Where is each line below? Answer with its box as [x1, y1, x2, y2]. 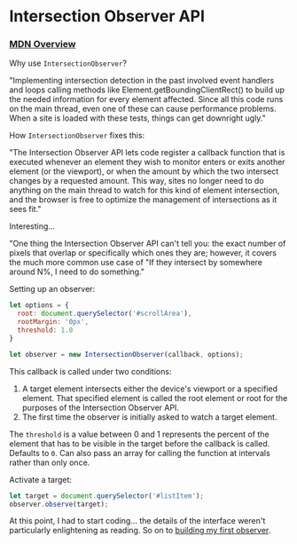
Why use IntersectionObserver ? [9, 58, 127, 68]
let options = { [9, 301, 69, 310]
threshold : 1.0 [17, 326, 74, 335]
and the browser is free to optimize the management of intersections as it [9, 194, 277, 205]
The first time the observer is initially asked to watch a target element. [21, 411, 277, 422]
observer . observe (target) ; [9, 500, 109, 509]
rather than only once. [9, 457, 90, 468]
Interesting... [9, 221, 56, 232]
